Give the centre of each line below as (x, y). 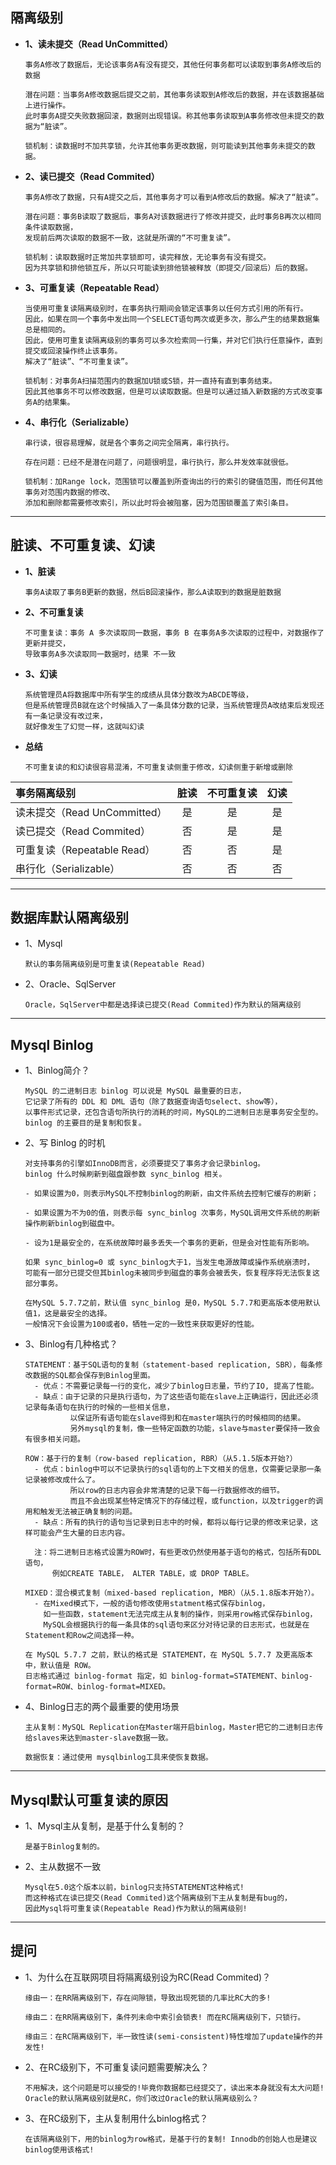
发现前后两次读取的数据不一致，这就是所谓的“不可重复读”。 (130, 238)
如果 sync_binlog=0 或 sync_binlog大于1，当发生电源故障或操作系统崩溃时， (169, 1263)
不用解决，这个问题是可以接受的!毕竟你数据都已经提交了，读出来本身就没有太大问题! (174, 2088)
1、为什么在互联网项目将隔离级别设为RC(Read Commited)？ (148, 1977)
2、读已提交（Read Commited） (92, 176)
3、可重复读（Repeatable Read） (94, 287)
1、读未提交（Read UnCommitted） (98, 44)
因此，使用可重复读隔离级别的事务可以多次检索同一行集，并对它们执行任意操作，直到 (173, 340)
